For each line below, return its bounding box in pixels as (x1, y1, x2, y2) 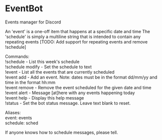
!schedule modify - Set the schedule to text (5, 64, 92, 70)
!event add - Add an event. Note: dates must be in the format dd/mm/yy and (5, 74, 158, 80)
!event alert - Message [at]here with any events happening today (5, 90, 135, 96)
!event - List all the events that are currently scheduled (5, 69, 115, 75)
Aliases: (5, 109, 21, 115)
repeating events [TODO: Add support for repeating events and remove (5, 39, 148, 44)
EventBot (5, 3, 43, 14)
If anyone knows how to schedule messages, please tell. (5, 129, 118, 135)
